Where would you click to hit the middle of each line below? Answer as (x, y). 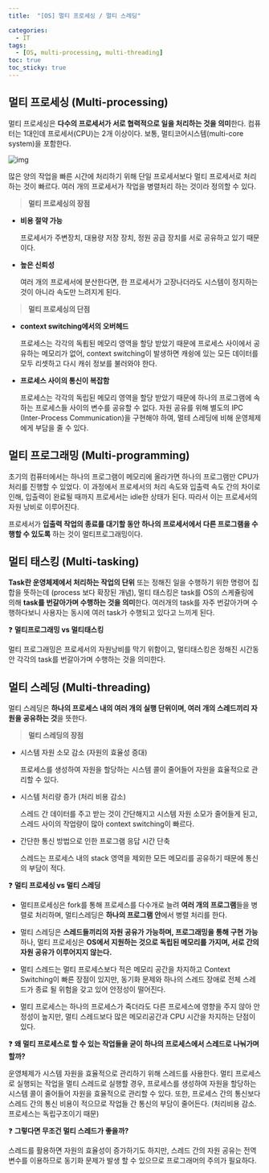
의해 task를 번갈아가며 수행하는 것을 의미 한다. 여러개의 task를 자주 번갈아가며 (129, 603)
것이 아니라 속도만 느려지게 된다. (70, 291)
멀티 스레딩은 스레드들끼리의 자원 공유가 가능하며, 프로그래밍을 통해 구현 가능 (139, 932)
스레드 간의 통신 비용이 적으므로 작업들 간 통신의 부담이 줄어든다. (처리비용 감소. (132, 1104)
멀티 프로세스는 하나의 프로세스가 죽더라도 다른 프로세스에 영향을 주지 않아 (136, 1006)
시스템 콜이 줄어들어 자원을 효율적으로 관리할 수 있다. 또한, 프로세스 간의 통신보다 (134, 1094)
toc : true (25, 60)
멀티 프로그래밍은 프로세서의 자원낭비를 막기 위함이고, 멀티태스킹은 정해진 (123, 650)
